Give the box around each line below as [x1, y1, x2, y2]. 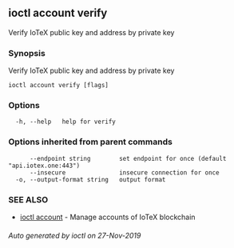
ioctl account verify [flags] [8, 82, 109, 90]
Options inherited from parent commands [8, 136, 173, 147]
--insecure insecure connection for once [29, 168, 220, 177]
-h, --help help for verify [15, 118, 116, 126]
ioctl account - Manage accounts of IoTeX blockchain [19, 212, 196, 222]
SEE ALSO [8, 194, 49, 205]
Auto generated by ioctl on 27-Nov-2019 [8, 230, 141, 240]
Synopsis [8, 47, 46, 58]
